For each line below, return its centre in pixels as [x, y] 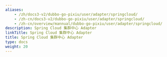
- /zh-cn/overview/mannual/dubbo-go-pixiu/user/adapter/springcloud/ [89, 24]
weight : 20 [17, 47]
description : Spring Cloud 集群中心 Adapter [51, 28]
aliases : [14, 10]
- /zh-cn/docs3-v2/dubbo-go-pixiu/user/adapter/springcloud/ [79, 19]
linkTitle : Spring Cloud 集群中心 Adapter [49, 33]
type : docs [17, 42]
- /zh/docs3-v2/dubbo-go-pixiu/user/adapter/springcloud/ [76, 14]
